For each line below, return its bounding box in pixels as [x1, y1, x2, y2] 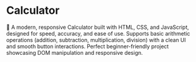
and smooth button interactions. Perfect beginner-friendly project [6, 43, 169, 50]
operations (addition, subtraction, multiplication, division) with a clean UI [6, 36, 186, 43]
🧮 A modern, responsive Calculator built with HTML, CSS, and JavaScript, [6, 23, 189, 31]
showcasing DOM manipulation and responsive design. [6, 49, 143, 56]
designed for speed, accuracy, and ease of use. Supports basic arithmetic [6, 29, 191, 37]
